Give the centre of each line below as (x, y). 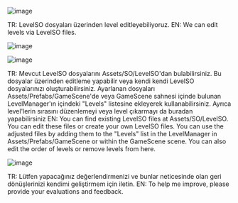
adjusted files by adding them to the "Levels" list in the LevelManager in (113, 134)
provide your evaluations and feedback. (65, 191)
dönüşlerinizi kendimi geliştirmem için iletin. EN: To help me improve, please (118, 184)
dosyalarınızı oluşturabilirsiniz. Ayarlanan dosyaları (81, 88)
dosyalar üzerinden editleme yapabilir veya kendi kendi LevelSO (101, 81)
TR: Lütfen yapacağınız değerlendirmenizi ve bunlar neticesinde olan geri (114, 176)
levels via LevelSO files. (42, 32)
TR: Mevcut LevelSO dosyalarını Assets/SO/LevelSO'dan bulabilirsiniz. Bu (114, 73)
